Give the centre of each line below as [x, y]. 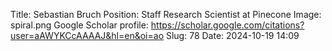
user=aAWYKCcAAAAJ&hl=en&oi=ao [87, 35]
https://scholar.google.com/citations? [227, 25]
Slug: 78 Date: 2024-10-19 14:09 [232, 35]
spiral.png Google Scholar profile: [79, 25]
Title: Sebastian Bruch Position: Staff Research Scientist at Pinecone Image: [166, 14]
